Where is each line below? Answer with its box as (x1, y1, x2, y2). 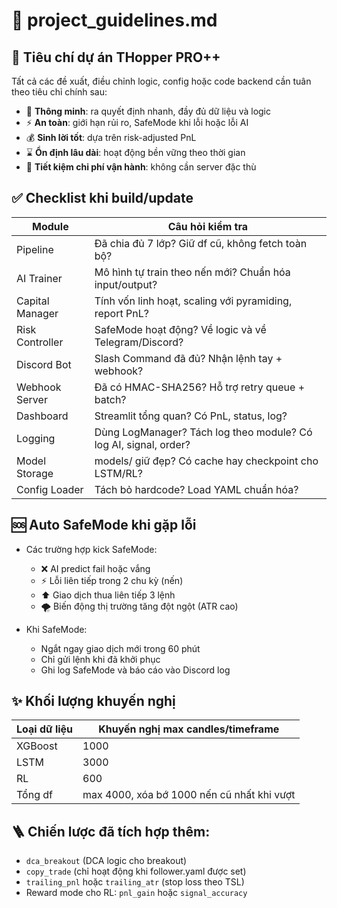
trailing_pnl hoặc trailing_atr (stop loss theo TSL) (25, 876, 245, 888)
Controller (16, 335, 64, 349)
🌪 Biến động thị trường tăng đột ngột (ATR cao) (40, 600, 239, 612)
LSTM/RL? (94, 466, 144, 480)
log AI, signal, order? (94, 437, 191, 451)
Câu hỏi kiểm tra (167, 219, 248, 233)
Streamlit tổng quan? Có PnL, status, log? (94, 409, 288, 423)
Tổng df (16, 788, 53, 802)
